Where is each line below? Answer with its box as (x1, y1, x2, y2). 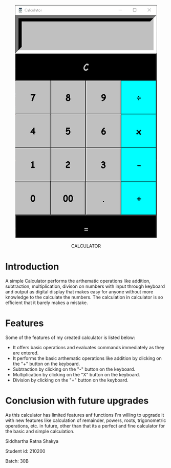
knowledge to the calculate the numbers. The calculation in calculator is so (5, 294, 163, 300)
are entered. (12, 350, 39, 356)
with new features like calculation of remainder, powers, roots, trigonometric (5, 417, 166, 423)
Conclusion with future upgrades (5, 395, 149, 407)
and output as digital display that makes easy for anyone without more (5, 288, 154, 294)
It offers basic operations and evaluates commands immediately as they (12, 344, 165, 350)
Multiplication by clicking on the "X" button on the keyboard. (12, 371, 140, 377)
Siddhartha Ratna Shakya (5, 438, 59, 444)
